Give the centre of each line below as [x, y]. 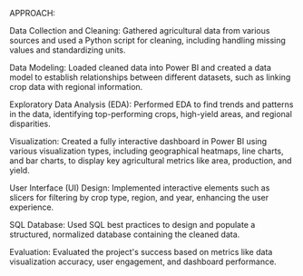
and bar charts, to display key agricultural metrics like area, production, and [151, 161]
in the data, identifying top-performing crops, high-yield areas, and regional [151, 114]
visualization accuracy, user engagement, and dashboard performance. [143, 261]
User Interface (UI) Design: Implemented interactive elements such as [140, 188]
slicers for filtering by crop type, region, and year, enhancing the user [139, 197]
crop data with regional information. [76, 87]
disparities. [30, 123]
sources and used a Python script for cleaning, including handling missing [147, 40]
